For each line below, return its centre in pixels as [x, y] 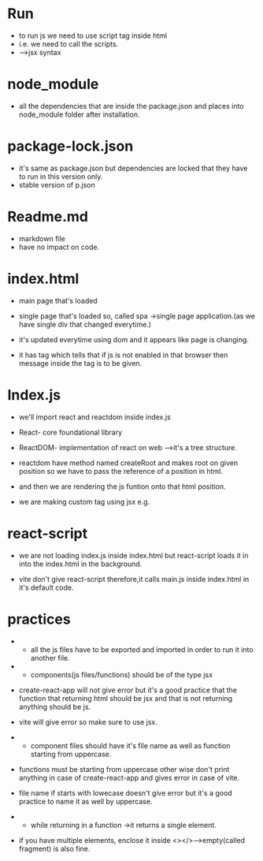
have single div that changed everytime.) [85, 324]
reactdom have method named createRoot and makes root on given [128, 463]
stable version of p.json [57, 184]
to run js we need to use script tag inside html [93, 35]
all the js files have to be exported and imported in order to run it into [142, 649]
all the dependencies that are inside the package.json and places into [131, 106]
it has [28, 355]
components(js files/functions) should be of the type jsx [122, 674]
